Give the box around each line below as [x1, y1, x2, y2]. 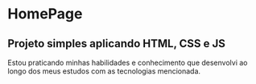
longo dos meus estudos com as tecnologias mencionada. [7, 66, 201, 76]
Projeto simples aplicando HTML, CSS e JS [7, 37, 226, 50]
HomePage [7, 5, 83, 23]
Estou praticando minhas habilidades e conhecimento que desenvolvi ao [7, 58, 248, 67]
